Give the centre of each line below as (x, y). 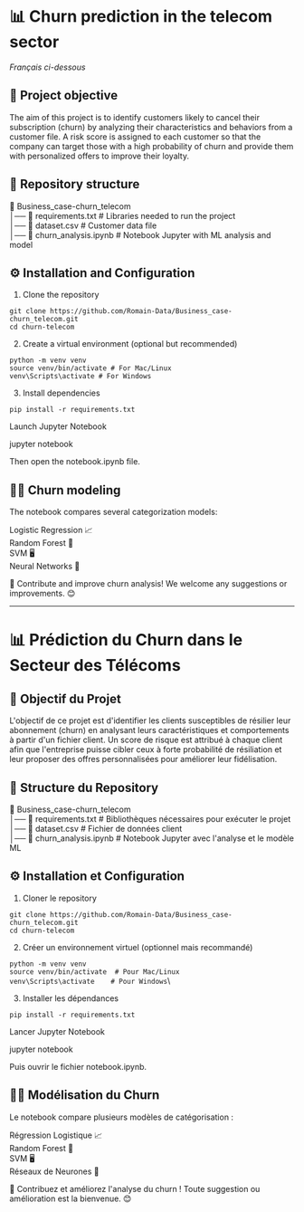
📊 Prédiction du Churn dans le (126, 640)
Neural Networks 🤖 (45, 567)
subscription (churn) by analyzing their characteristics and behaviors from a (151, 127)
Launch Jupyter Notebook (58, 426)
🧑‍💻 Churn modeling (65, 490)
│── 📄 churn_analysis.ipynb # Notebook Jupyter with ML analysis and (140, 234)
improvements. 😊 (43, 594)
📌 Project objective (64, 95)
